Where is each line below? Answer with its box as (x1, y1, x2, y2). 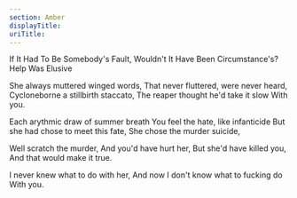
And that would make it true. (9, 153, 113, 163)
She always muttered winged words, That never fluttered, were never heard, (9, 81, 288, 91)
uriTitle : (9, 29, 46, 38)
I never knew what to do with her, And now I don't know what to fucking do (9, 170, 283, 180)
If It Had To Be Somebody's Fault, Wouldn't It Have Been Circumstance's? (9, 54, 279, 65)
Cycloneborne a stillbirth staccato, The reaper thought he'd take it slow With (9, 90, 288, 100)
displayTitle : (9, 21, 62, 30)
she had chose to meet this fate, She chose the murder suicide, (9, 126, 241, 137)
